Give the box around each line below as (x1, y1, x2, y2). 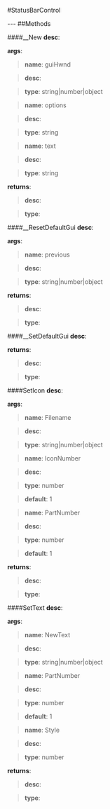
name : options (24, 101, 67, 109)
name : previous (24, 250, 70, 259)
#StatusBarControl (7, 6, 61, 14)
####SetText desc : (7, 604, 63, 612)
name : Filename (24, 414, 71, 421)
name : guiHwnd (24, 60, 71, 69)
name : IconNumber (24, 454, 81, 462)
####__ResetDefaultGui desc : (7, 224, 94, 231)
